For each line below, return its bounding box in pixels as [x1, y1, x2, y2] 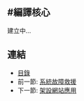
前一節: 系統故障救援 [17, 77, 77, 86]
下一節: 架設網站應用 [17, 86, 77, 94]
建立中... [7, 26, 31, 35]
